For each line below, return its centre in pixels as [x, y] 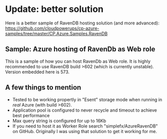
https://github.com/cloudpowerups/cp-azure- [52, 28]
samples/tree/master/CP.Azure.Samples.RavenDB [56, 33]
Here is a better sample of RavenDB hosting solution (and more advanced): [82, 23]
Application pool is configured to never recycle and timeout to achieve [85, 110]
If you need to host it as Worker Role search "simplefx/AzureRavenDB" [85, 126]
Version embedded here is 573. [37, 72]
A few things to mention [43, 87]
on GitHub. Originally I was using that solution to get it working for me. [85, 131]
